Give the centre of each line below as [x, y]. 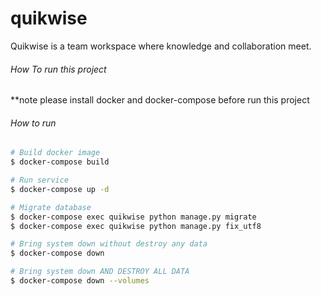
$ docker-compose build [60, 162]
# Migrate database [51, 207]
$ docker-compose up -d [60, 189]
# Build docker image [55, 153]
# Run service [40, 180]
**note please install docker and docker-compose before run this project [160, 100]
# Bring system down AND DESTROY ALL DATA [100, 272]
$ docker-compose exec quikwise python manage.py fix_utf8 [136, 226]
